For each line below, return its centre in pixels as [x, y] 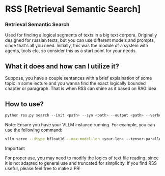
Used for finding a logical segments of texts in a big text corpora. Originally [81, 35]
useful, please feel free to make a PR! [43, 168]
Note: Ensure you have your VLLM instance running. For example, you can [80, 124]
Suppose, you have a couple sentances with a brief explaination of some [79, 78]
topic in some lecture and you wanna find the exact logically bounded [75, 83]
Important [15, 148]
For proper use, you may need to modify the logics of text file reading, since [82, 158]
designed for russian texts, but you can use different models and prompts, [80, 40]
